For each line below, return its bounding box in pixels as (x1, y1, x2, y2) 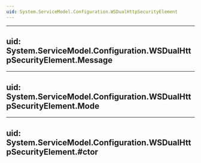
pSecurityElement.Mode (6, 101, 100, 111)
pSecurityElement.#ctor (6, 147, 99, 157)
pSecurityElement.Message (6, 55, 113, 66)
